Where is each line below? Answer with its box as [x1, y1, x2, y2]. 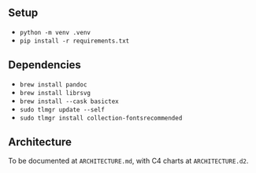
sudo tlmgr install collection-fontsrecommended [19, 114, 183, 122]
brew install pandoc [19, 80, 87, 89]
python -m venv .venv [19, 28, 91, 36]
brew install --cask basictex [19, 98, 120, 105]
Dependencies [8, 58, 81, 72]
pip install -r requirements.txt [19, 37, 130, 45]
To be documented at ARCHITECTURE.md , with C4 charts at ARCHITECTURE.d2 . [8, 156, 249, 166]
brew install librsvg [19, 89, 91, 97]
